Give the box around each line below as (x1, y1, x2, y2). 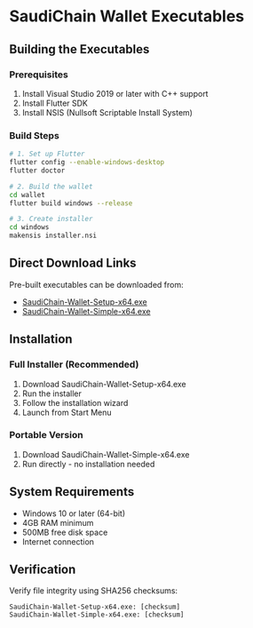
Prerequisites (9, 68, 68, 81)
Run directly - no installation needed (21, 458, 155, 469)
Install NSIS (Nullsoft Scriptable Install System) (21, 107, 194, 117)
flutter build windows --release (9, 198, 133, 208)
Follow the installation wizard (21, 397, 129, 408)
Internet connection (21, 536, 95, 547)
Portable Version (9, 429, 83, 441)
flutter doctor (9, 166, 66, 175)
